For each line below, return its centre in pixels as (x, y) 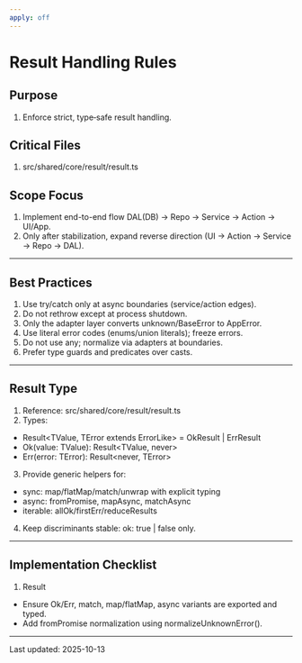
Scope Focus (46, 195)
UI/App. (36, 227)
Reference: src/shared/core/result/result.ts (102, 410)
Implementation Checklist (83, 565)
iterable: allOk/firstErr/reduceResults (89, 511)
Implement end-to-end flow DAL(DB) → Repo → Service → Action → (149, 217)
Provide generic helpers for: (74, 474)
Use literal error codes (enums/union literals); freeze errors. (133, 333)
